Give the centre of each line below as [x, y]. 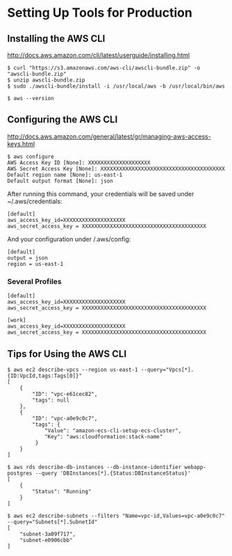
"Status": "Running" [62, 491]
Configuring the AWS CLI [63, 120]
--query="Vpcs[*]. [167, 370]
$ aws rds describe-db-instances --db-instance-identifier [94, 467]
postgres [20, 473]
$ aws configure [31, 157]
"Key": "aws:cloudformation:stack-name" [103, 436]
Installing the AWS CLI [56, 39]
